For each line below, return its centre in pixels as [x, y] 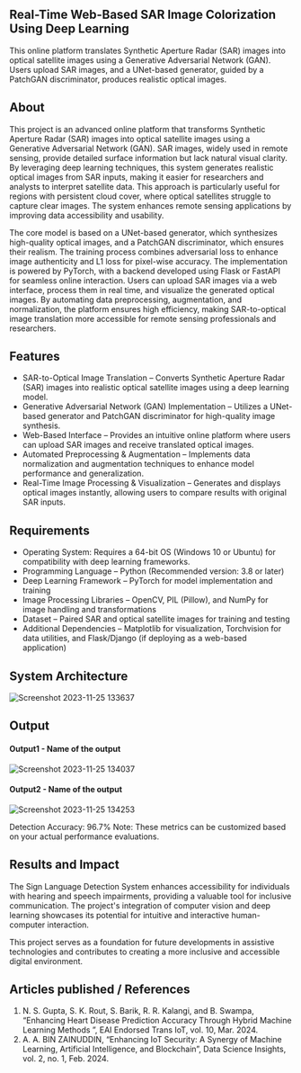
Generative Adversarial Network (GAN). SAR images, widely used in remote [149, 148]
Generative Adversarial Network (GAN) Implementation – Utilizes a [145, 407]
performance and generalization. [83, 474]
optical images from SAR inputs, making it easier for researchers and [137, 177]
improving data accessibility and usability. [87, 215]
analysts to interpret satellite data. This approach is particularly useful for [145, 186]
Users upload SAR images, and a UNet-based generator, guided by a [137, 69]
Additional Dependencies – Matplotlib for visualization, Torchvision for [151, 629]
